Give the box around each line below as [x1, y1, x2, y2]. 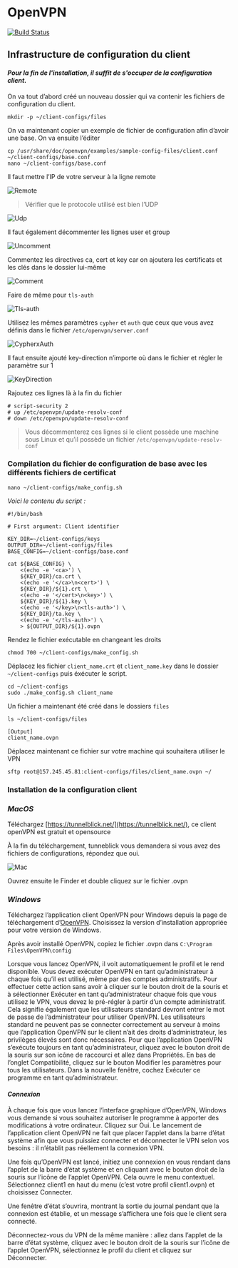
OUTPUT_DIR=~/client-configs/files [7, 542, 113, 549]
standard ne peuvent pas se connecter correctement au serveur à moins [7, 1020, 221, 1029]
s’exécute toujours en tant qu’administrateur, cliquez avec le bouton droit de [7, 1043, 230, 1052]
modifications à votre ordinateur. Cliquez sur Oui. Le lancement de [7, 1121, 202, 1130]
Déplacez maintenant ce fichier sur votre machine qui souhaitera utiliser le [7, 746, 226, 755]
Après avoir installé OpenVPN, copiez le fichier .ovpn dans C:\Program [7, 940, 212, 948]
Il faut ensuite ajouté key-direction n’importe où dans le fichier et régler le [7, 353, 223, 362]
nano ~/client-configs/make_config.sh [7, 484, 123, 491]
